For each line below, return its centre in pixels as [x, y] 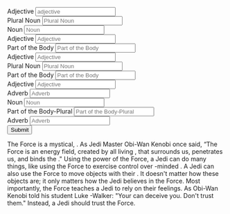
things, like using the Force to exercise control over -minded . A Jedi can [111, 166]
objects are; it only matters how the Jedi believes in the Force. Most [104, 181]
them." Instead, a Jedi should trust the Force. [71, 203]
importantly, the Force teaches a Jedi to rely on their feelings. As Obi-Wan [113, 188]
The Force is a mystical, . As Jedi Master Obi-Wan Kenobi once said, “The [113, 144]
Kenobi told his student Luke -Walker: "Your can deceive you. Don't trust [110, 196]
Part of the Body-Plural [40, 111]
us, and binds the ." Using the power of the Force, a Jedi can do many [107, 159]
